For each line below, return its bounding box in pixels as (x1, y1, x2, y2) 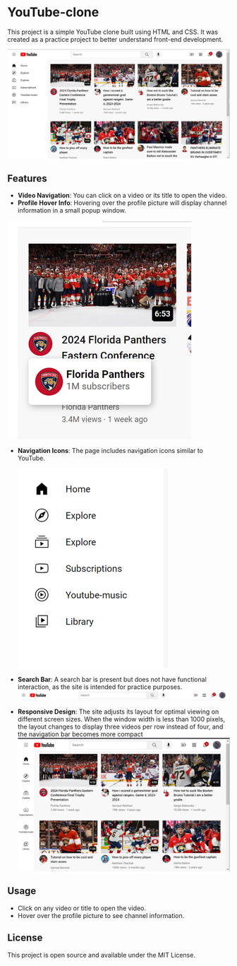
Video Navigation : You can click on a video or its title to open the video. (17, 192, 227, 200)
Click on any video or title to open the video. (17, 904, 147, 912)
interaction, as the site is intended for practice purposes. (17, 683, 183, 691)
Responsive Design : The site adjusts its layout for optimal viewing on (17, 707, 219, 716)
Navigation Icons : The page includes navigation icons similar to (17, 447, 203, 455)
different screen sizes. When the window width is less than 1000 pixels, (17, 715, 226, 724)
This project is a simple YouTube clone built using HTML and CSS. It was (7, 28, 219, 36)
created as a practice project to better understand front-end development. (7, 35, 224, 43)
